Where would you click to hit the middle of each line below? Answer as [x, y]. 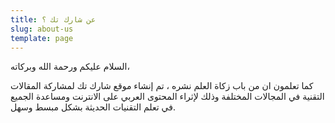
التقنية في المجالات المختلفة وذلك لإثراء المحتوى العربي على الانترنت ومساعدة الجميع [167, 97]
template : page [42, 38]
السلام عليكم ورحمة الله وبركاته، [70, 67]
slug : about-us [42, 29]
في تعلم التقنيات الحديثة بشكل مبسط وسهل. [93, 107]
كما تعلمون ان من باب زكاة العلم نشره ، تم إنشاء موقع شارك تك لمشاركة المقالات [162, 86]
